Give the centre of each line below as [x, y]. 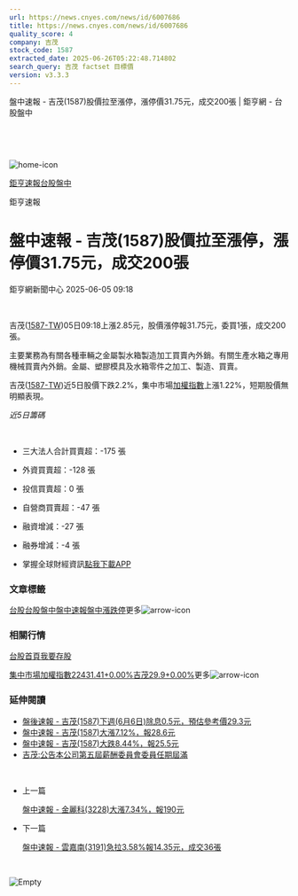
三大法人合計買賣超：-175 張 [74, 451]
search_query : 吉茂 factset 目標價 [72, 67]
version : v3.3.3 [39, 75]
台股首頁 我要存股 [40, 656]
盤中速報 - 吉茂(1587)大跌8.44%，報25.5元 [100, 743]
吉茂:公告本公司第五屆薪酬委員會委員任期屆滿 [105, 754]
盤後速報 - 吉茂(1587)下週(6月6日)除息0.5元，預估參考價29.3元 [137, 721]
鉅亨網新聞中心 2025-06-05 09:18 [71, 289]
